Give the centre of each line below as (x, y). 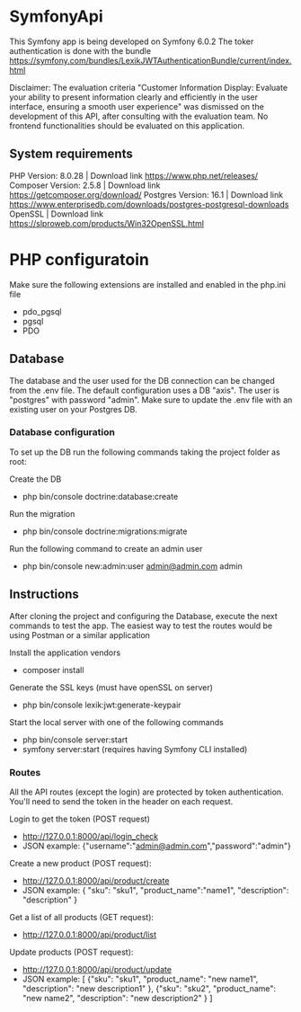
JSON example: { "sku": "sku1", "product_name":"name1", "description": (155, 890)
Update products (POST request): (71, 952)
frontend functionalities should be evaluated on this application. (127, 125)
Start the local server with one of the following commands (117, 722)
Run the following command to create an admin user (106, 548)
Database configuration (62, 432)
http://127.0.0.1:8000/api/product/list (89, 934)
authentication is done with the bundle (80, 50)
